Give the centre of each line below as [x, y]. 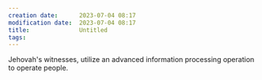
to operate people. [38, 68]
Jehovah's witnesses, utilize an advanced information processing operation [131, 60]
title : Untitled [58, 30]
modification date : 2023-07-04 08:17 [72, 23]
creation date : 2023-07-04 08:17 [72, 15]
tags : [17, 37]
